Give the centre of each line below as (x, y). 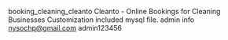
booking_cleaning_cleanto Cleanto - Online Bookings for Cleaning (114, 11)
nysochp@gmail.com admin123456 (65, 28)
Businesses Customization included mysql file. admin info (101, 20)
